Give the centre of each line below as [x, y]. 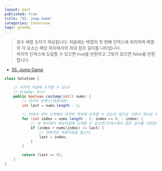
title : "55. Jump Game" [29, 18]
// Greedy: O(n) [30, 92]
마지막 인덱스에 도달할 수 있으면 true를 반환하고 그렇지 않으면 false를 [81, 54]
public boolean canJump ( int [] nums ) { [52, 96]
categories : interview [27, 23]
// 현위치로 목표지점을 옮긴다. [66, 132]
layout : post [18, 9]
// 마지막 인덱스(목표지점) [45, 101]
